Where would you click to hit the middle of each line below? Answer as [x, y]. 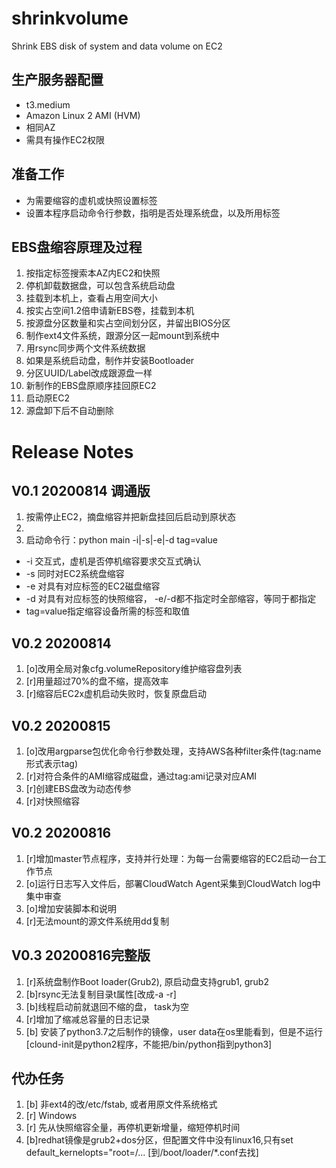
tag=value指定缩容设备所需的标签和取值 [108, 611]
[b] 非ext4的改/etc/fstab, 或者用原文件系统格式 [121, 1104]
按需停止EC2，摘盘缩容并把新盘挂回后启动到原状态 [130, 517]
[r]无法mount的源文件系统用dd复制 [97, 921]
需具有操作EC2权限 [65, 139]
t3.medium [48, 104]
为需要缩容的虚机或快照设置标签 [91, 200]
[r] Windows [51, 1116]
